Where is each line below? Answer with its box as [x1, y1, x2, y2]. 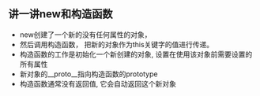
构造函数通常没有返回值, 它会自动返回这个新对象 [19, 79, 176, 88]
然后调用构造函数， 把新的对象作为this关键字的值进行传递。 [19, 39, 214, 49]
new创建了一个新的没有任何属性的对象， [19, 30, 152, 39]
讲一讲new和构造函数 [8, 7, 113, 21]
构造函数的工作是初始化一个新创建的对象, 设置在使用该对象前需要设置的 [19, 50, 253, 59]
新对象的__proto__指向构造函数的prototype [19, 69, 158, 79]
